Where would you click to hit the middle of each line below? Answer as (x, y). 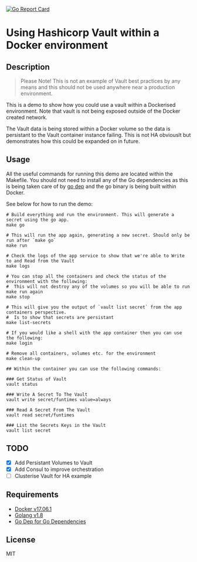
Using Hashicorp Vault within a (83, 33)
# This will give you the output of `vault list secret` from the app (94, 307)
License (21, 540)
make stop (18, 297)
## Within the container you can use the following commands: (84, 369)
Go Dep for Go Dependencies (50, 521)
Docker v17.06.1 (33, 509)
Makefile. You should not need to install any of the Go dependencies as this (97, 180)
